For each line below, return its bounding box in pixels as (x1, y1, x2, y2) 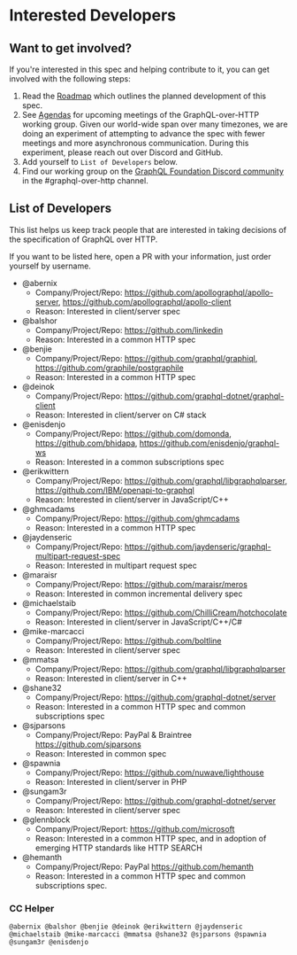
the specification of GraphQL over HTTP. (9, 234, 158, 245)
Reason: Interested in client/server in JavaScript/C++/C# (34, 617, 243, 627)
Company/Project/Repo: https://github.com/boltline (34, 635, 223, 646)
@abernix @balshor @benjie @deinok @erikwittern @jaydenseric (9, 922, 243, 931)
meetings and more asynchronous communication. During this (21, 138, 249, 148)
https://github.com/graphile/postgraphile (34, 362, 184, 373)
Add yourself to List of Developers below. (21, 157, 179, 167)
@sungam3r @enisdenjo (9, 938, 89, 947)
